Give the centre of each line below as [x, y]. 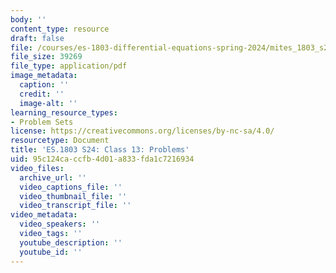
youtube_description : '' [71, 242]
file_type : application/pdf [69, 66]
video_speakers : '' [60, 224]
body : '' [28, 19]
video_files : [37, 168]
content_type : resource [60, 29]
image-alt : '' [48, 103]
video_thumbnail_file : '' [73, 196]
